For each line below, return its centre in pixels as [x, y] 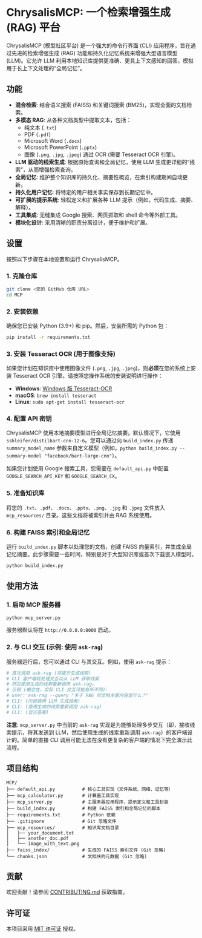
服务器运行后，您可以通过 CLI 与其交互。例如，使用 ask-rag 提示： [89, 661]
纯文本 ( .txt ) [40, 127]
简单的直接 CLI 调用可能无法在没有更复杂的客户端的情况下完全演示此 [107, 740]
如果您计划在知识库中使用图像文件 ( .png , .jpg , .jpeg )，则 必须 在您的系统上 [99, 368]
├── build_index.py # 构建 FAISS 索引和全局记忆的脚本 [83, 808]
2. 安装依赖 [22, 311]
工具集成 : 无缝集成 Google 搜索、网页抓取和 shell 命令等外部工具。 [98, 215]
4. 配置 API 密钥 [29, 418]
